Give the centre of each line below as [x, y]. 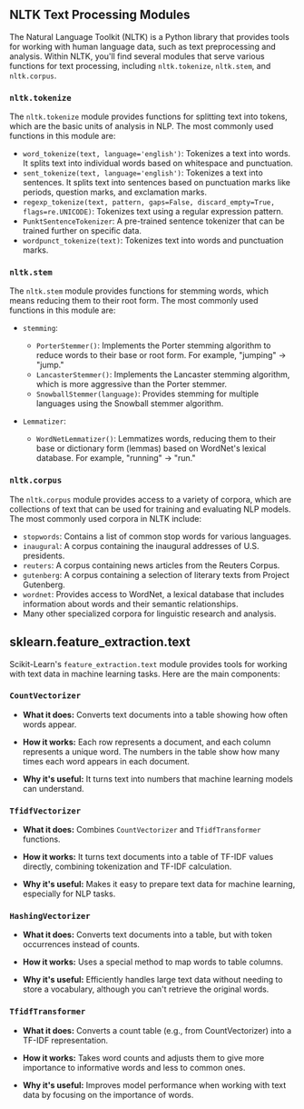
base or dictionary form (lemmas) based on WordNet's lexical [151, 448]
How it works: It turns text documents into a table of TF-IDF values [148, 857]
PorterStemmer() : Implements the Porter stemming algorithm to [153, 345]
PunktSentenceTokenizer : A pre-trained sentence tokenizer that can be [154, 221]
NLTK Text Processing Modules [100, 15]
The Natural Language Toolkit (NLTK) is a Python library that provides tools [150, 36]
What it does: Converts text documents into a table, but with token [147, 934]
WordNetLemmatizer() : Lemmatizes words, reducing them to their [156, 439]
